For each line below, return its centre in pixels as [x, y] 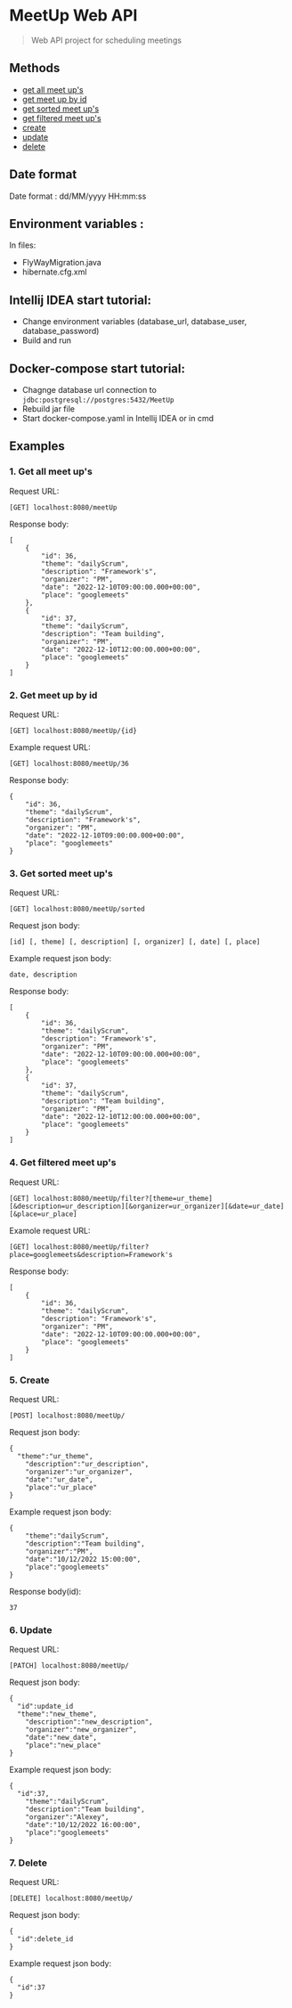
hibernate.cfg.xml [54, 272]
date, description [43, 975]
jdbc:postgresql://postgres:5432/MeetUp [98, 400]
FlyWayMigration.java [62, 263]
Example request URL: [50, 747]
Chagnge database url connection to [89, 390]
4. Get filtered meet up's [63, 1163]
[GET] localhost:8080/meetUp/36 [69, 763]
